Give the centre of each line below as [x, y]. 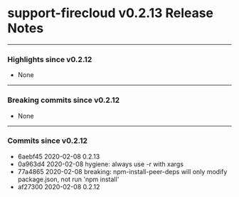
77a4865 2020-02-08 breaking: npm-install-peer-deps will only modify [122, 171]
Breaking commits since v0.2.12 [64, 100]
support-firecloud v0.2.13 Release [111, 13]
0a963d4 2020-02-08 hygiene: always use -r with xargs [100, 164]
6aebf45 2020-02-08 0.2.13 [59, 156]
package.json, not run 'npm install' [68, 179]
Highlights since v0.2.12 [50, 59]
